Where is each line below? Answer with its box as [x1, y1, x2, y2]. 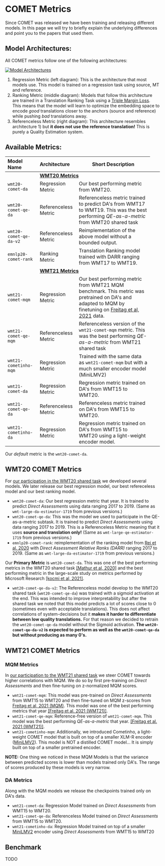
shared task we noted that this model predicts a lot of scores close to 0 [12, 601, 156, 607]
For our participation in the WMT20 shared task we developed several [5, 478, 146, 484]
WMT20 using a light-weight [79, 432, 146, 439]
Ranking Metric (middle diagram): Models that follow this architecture [12, 92, 153, 98]
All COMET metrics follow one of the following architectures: [5, 58, 128, 63]
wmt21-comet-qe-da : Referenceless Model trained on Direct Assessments [12, 813, 158, 819]
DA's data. [5, 793, 26, 799]
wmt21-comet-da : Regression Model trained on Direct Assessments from [12, 803, 156, 808]
